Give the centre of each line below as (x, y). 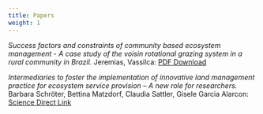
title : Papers (32, 15)
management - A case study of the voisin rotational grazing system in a (125, 53)
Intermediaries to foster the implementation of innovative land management (131, 77)
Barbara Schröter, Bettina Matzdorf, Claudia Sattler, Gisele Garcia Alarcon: (128, 94)
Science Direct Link (40, 102)
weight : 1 (24, 23)
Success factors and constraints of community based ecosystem (115, 45)
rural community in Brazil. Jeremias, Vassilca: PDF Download (107, 62)
